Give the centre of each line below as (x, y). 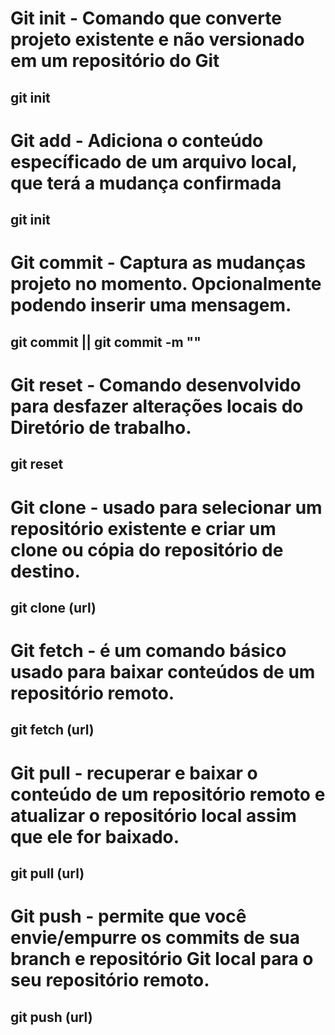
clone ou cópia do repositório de (147, 549)
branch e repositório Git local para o (162, 959)
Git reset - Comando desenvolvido (156, 384)
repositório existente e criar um (143, 528)
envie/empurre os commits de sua (155, 938)
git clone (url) (53, 607)
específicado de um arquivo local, (154, 161)
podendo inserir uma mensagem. (151, 305)
